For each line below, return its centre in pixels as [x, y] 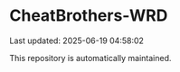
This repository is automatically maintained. [90, 58]
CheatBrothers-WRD [89, 16]
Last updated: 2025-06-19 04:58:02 [77, 40]
